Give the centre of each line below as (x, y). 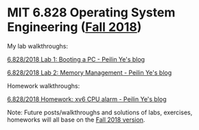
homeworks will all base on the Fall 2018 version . (76, 119)
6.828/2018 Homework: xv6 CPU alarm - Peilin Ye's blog (87, 99)
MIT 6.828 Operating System (91, 13)
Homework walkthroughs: (44, 86)
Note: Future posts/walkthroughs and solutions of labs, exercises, (100, 112)
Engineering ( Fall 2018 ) (74, 27)
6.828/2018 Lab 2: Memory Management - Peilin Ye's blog (90, 73)
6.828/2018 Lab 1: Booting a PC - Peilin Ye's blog (76, 59)
